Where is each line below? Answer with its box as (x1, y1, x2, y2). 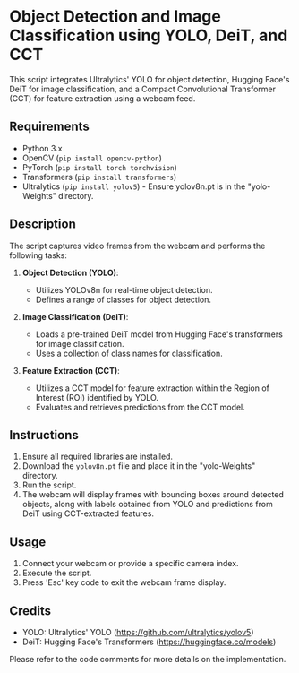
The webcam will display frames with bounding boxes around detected (21, 489, 285, 500)
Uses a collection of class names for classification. (35, 348, 223, 358)
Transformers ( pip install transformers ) (21, 171, 177, 182)
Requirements (9, 119, 90, 134)
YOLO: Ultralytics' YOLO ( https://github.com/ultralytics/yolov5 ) (21, 627, 254, 637)
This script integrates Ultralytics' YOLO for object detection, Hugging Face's (9, 73, 290, 84)
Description (9, 217, 76, 232)
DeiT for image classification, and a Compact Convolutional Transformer (9, 83, 276, 94)
